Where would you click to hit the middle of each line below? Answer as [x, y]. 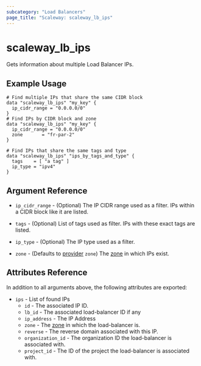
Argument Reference [47, 191]
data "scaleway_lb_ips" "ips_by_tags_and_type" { [71, 156]
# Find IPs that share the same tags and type [66, 151]
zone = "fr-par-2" [43, 135]
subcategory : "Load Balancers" [46, 12]
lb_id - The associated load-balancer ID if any [83, 312]
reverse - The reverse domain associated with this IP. [91, 331]
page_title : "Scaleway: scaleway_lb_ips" [60, 18]
